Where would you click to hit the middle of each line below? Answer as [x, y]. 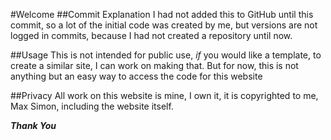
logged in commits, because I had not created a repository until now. [151, 35]
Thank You [33, 125]
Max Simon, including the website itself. [92, 106]
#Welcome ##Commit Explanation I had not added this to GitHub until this [162, 14]
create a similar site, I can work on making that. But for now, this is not [154, 65]
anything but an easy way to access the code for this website [136, 76]
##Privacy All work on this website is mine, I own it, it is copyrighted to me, [164, 95]
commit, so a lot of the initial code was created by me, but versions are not [164, 25]
